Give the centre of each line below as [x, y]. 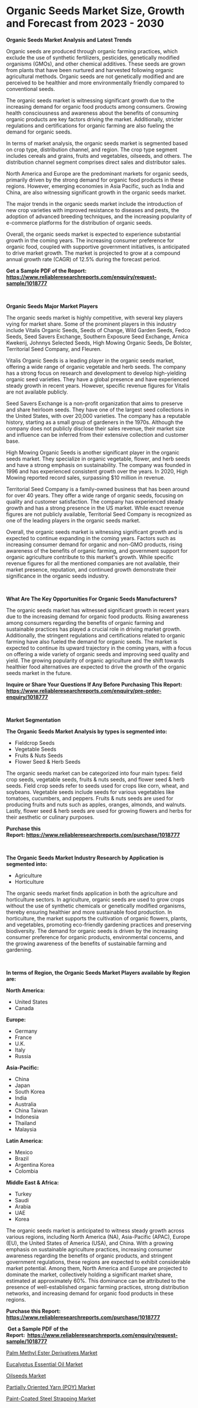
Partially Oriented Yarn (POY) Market [51, 1387]
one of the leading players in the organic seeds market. [73, 520]
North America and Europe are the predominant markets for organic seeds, [98, 173]
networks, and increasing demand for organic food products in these [90, 1293]
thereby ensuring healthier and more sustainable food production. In [89, 912]
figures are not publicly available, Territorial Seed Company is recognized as [99, 514]
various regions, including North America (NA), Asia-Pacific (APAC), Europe [98, 1237]
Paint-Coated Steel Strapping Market [51, 1399]
